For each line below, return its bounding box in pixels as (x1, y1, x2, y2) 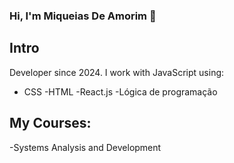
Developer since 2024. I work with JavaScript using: (9, 66, 225, 78)
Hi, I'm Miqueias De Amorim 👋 (9, 9, 157, 23)
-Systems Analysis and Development (9, 141, 162, 153)
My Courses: (9, 115, 92, 132)
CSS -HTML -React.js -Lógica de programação (23, 85, 218, 98)
